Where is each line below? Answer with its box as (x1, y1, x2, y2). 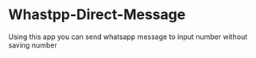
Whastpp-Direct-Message (8, 6, 186, 24)
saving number (8, 40, 57, 49)
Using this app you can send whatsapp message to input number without (8, 32, 248, 41)
